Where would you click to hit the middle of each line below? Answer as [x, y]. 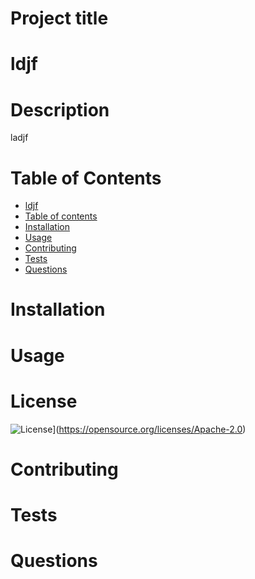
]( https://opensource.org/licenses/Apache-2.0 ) [149, 429]
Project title [59, 18]
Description [60, 109]
